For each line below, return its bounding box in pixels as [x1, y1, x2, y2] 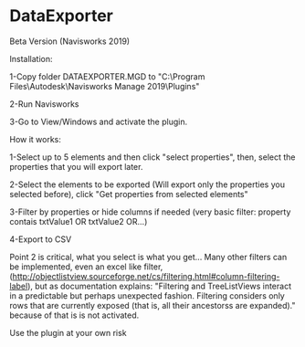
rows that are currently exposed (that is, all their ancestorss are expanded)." [9, 300, 296, 310]
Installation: [9, 53, 53, 64]
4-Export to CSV [9, 234, 72, 245]
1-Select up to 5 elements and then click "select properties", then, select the [9, 152, 296, 163]
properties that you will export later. [9, 161, 143, 172]
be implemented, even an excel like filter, [9, 261, 163, 272]
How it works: [9, 133, 62, 144]
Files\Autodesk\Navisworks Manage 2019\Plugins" [9, 80, 200, 91]
